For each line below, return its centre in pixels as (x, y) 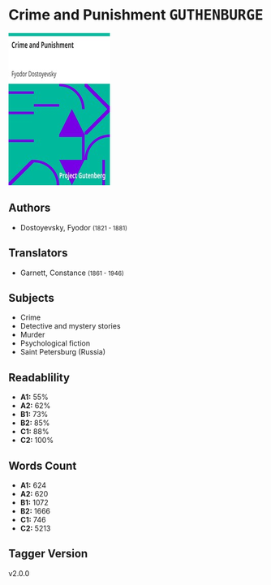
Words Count (43, 465)
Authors (30, 208)
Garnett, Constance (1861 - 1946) (72, 273)
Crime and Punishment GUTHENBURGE (136, 15)
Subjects (31, 298)
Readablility (39, 378)
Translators (38, 253)
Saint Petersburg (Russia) (63, 352)
